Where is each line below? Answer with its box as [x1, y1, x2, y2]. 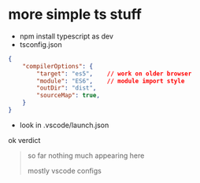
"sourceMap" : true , [36, 92, 101, 100]
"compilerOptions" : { [22, 62, 93, 70]
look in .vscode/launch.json [19, 120, 109, 130]
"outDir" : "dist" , [36, 84, 97, 92]
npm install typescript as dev [19, 31, 114, 41]
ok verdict [8, 135, 41, 145]
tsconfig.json [19, 39, 62, 49]
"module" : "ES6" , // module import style [36, 77, 185, 85]
